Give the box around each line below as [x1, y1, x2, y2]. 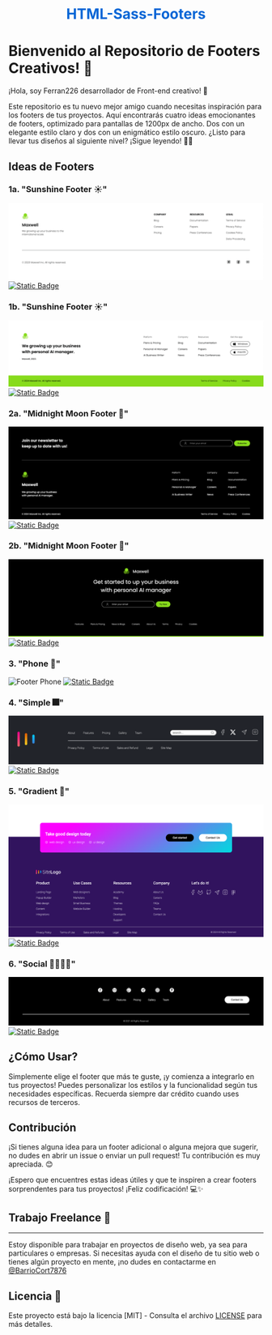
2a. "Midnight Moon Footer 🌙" [8, 407, 130, 419]
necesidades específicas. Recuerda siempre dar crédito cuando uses [8, 1089, 240, 1098]
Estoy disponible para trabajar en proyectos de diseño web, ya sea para [8, 1240, 249, 1250]
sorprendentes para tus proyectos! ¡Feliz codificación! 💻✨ [8, 1184, 204, 1194]
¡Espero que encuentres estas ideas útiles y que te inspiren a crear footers [8, 1175, 257, 1185]
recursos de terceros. [8, 1097, 81, 1107]
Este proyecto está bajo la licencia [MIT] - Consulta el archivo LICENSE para [8, 1311, 262, 1320]
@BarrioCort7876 [8, 1265, 67, 1276]
